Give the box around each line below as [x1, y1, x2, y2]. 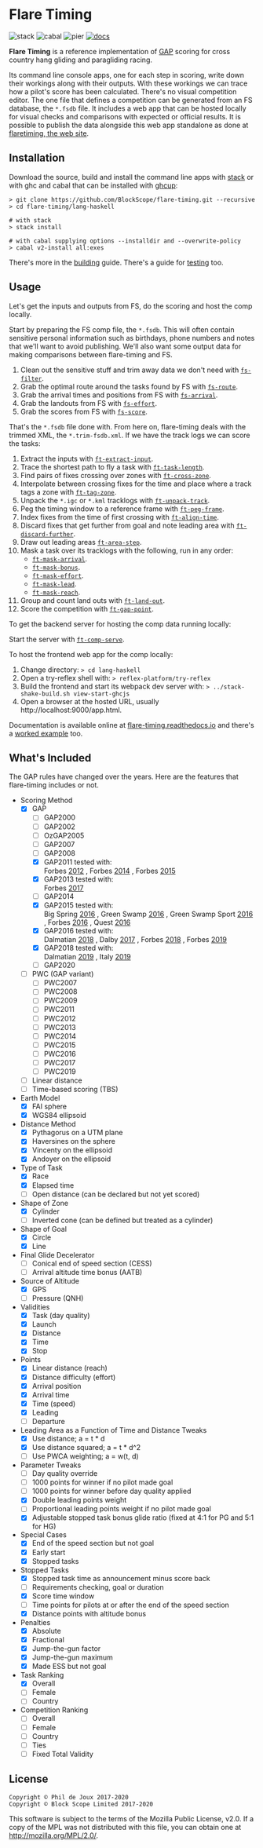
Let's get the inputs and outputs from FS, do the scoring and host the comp [9, 301, 253, 311]
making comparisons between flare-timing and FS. [9, 349, 174, 359]
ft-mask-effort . [31, 571, 84, 580]
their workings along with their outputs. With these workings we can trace [9, 79, 248, 88]
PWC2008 [43, 987, 78, 996]
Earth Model [20, 1094, 60, 1103]
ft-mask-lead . [31, 579, 77, 588]
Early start [31, 1547, 66, 1557]
